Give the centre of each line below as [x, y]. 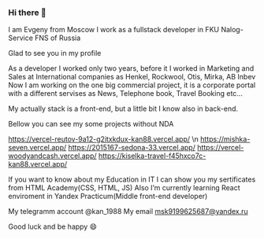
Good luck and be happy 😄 [52, 226]
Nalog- [232, 30]
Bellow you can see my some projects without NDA [91, 124]
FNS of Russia [58, 38]
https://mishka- [225, 139]
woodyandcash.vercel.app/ [52, 156]
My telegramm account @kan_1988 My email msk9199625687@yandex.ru [128, 211]
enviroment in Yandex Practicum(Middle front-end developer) [108, 197]
